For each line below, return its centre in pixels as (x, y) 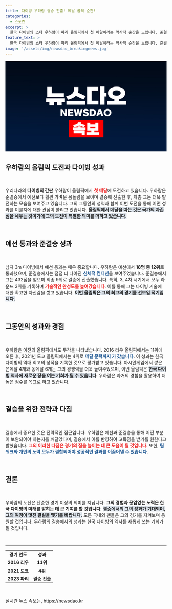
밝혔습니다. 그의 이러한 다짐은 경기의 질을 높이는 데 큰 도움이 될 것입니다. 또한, (82, 445)
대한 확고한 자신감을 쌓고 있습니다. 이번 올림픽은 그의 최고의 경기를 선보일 (78, 292)
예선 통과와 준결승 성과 (39, 244)
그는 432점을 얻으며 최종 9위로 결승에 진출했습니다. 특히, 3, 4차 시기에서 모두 (82, 279)
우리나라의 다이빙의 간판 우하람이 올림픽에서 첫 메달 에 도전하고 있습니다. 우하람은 (86, 191)
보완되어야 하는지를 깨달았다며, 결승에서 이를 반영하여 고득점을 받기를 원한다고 (89, 439)
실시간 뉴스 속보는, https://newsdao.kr (44, 601)
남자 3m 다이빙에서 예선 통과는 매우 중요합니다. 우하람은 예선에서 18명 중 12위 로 (85, 267)
